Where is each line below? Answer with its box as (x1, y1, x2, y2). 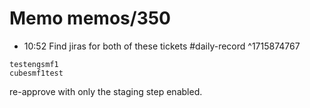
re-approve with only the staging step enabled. (9, 85, 203, 97)
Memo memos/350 (9, 7, 172, 30)
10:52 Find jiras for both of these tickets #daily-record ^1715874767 (23, 40, 301, 52)
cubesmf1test (9, 68, 64, 78)
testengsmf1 (9, 59, 59, 69)
